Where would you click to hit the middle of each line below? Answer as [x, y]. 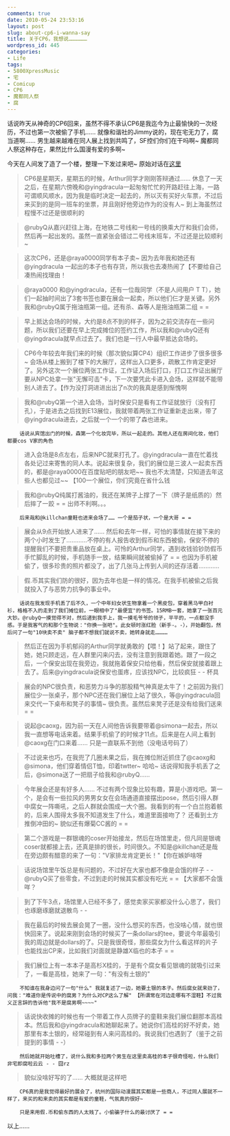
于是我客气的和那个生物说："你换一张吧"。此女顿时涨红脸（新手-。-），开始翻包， [116, 625]
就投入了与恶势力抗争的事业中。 [69, 589]
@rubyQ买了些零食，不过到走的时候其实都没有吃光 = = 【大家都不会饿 [123, 878]
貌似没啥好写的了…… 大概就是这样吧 [75, 1077]
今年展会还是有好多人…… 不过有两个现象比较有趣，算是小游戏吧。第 [120, 789]
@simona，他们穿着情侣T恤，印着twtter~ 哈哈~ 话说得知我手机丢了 [119, 766]
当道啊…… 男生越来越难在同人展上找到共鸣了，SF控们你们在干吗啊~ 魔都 [110, 140]
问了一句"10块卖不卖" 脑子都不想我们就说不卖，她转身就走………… [90, 632]
